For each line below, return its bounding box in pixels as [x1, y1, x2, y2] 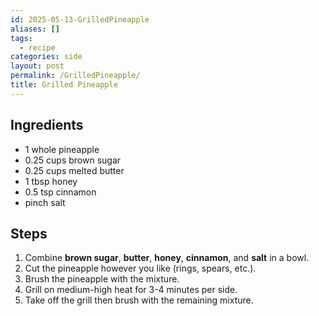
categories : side [10, 52, 83, 62]
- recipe [19, 42, 56, 53]
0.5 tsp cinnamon [24, 186, 97, 198]
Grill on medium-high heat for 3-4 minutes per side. [24, 284, 238, 296]
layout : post [10, 61, 65, 71]
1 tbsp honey [24, 175, 78, 187]
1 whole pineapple [24, 143, 100, 155]
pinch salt [24, 196, 66, 208]
